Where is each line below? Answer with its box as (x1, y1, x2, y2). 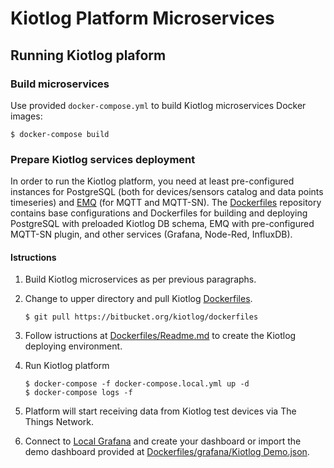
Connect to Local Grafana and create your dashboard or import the (24, 435, 302, 447)
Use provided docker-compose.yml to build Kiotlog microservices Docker (10, 99, 307, 111)
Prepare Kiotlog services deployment (10, 152, 196, 166)
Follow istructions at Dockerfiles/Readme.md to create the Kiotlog (24, 330, 297, 342)
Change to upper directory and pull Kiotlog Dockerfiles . (24, 293, 253, 305)
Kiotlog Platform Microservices (10, 7, 275, 30)
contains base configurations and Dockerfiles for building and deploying (10, 207, 308, 219)
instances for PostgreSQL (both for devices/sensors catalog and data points (10, 186, 324, 198)
